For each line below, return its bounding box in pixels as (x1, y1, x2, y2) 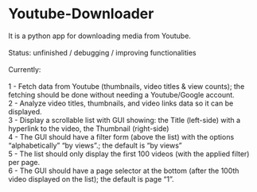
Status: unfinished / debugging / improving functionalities (8, 48, 197, 57)
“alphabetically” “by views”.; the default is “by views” (8, 140, 182, 150)
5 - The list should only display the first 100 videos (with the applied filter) (8, 148, 250, 159)
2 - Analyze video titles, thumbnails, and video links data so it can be (8, 98, 234, 108)
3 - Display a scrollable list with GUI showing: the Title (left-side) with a (8, 115, 241, 125)
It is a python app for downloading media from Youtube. (8, 31, 191, 40)
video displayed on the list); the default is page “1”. (8, 174, 174, 183)
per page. (8, 157, 41, 167)
